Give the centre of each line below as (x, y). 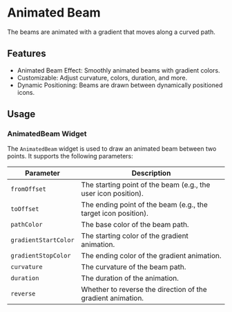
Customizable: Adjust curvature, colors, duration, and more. (102, 77)
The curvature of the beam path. (134, 267)
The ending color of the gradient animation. (151, 256)
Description (151, 173)
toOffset (25, 209)
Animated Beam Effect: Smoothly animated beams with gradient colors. (118, 70)
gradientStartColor (42, 240)
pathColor (27, 225)
